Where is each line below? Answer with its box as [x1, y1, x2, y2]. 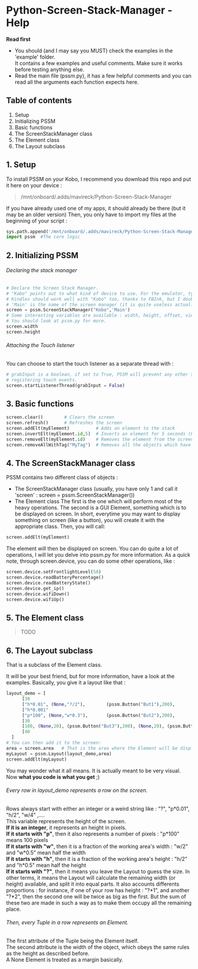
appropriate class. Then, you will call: [14, 523, 105, 530]
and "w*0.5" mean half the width [6, 849, 86, 856]
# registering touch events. [6, 377, 78, 383]
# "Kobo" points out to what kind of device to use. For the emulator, [6, 291, 186, 296]
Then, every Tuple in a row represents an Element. [6, 919, 128, 926]
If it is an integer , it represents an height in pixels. [6, 824, 127, 831]
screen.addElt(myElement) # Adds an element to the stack [6, 426, 176, 432]
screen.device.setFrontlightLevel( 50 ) [6, 569, 101, 575]
